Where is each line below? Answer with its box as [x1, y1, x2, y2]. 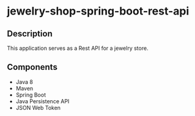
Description [7, 29, 53, 39]
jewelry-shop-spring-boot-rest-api [7, 4, 189, 18]
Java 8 [15, 78, 33, 86]
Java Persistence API [15, 97, 70, 104]
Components [7, 62, 57, 72]
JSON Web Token [15, 104, 61, 111]
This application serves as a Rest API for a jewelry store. [7, 44, 149, 52]
